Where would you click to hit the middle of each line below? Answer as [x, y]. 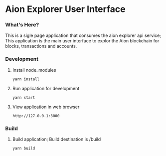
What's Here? [22, 25]
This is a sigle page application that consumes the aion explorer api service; [83, 35]
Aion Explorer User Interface [65, 9]
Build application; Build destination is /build [57, 139]
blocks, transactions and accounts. [41, 46]
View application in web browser [46, 107]
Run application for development [46, 88]
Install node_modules [34, 70]
